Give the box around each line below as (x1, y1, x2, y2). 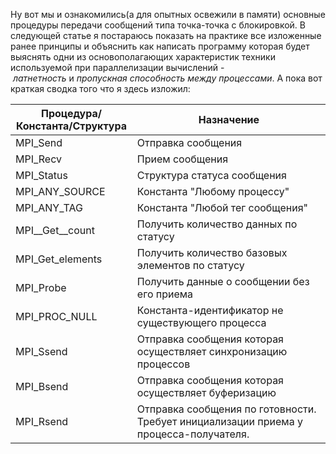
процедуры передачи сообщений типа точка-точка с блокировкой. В (10, 19, 307, 31)
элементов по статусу (136, 259, 245, 272)
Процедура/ (40, 107, 102, 120)
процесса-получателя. (136, 427, 250, 441)
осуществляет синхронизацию (136, 345, 288, 358)
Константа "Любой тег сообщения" (136, 201, 309, 214)
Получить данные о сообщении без (136, 275, 310, 288)
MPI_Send (15, 136, 63, 149)
